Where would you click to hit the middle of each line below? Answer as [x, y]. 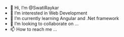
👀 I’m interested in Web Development [49, 13]
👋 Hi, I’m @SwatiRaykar [34, 8]
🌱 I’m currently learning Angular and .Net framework [65, 18]
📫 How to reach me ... [33, 29]
